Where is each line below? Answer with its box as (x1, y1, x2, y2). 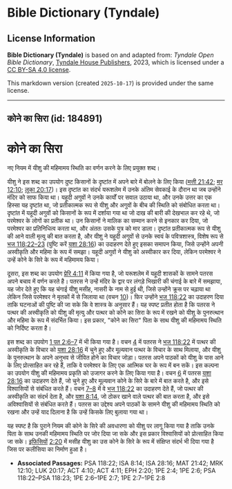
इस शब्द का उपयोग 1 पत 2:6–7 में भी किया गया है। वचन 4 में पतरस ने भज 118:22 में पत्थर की (7, 338, 216, 346)
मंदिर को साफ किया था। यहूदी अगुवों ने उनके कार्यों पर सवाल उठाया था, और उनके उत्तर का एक (7, 193, 213, 202)
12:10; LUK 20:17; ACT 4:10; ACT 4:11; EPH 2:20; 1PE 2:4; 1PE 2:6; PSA (17, 466, 216, 475)
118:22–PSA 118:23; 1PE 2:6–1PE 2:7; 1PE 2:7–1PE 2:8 (17, 474, 166, 482)
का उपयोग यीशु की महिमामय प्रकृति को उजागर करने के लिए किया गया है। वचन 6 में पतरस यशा (7, 369, 212, 377)
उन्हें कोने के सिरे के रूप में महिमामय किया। (7, 256, 99, 264)
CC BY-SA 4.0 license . (7, 66, 71, 73)
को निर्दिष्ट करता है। (7, 324, 52, 332)
